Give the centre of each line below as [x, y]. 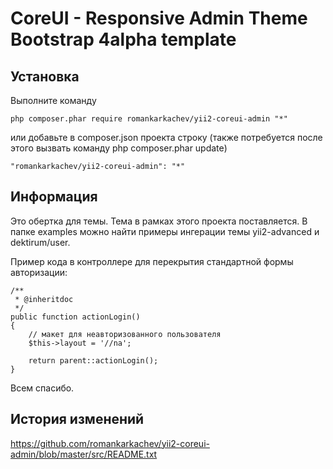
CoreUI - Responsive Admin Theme [159, 18]
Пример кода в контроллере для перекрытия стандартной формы [152, 261]
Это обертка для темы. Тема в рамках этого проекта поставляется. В [159, 221]
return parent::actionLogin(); [93, 360]
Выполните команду [53, 100]
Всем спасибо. [42, 388]
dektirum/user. [40, 242]
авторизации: [39, 272]
